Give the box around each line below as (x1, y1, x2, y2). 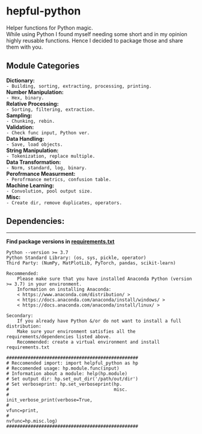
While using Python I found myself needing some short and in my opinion (6, 30, 188, 37)
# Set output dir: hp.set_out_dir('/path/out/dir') (6, 376, 138, 382)
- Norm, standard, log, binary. (6, 164, 87, 171)
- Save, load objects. (6, 141, 63, 147)
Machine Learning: (6, 182, 55, 189)
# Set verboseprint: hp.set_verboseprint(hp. (6, 381, 122, 387)
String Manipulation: (6, 146, 59, 154)
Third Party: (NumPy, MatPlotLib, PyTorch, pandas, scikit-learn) (6, 260, 176, 266)
